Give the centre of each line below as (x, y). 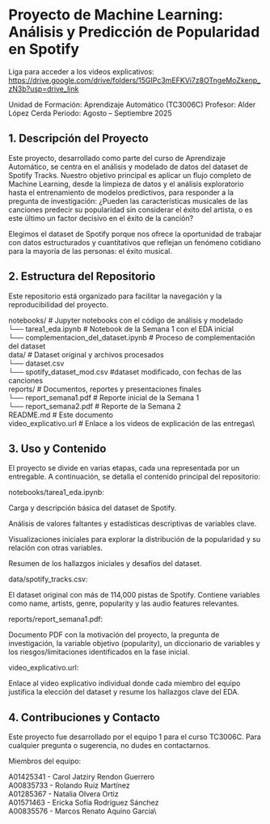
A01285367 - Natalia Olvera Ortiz (63, 794)
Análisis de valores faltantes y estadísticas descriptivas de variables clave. (133, 524)
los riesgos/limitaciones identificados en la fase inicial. (99, 652)
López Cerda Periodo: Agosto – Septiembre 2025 (90, 113)
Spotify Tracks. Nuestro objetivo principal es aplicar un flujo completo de (130, 175)
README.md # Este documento (61, 415)
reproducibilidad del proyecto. (59, 304)
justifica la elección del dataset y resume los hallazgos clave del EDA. (124, 692)
